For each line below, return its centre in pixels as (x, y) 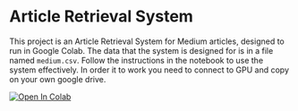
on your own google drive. (58, 79)
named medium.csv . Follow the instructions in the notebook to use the (136, 60)
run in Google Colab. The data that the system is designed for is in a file (141, 50)
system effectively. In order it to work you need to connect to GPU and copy (149, 70)
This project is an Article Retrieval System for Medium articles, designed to (147, 41)
